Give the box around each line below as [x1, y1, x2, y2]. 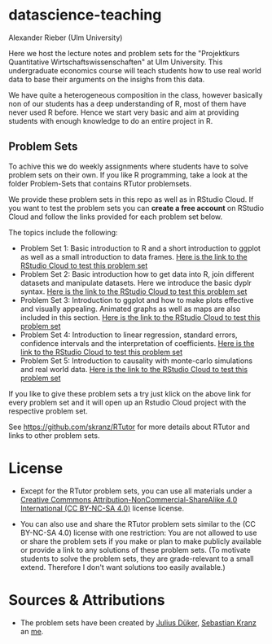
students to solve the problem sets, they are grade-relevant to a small [20, 554, 254, 563]
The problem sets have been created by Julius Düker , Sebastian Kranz [20, 617, 257, 628]
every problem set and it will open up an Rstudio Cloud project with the [8, 397, 247, 407]
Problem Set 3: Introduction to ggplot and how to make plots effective [20, 295, 254, 304]
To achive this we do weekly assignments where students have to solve [8, 161, 248, 171]
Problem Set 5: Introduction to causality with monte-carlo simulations [20, 356, 253, 366]
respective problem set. [8, 405, 88, 416]
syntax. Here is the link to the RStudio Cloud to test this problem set [20, 287, 248, 296]
